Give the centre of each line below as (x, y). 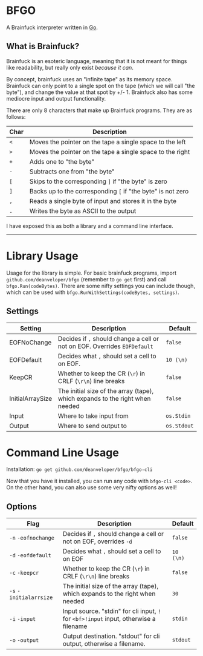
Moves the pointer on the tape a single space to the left (108, 142)
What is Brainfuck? (43, 46)
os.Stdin (178, 416)
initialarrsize (31, 597)
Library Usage (42, 256)
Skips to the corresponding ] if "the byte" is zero (98, 181)
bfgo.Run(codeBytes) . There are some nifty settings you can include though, (101, 286)
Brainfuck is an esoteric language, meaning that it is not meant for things (97, 61)
